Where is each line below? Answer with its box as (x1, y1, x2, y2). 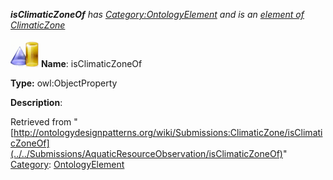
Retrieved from (10, 116, 72, 128)
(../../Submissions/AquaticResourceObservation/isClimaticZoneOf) (10, 148, 283, 159)
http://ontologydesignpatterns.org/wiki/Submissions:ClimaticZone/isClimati (13, 127, 323, 138)
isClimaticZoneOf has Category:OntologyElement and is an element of (10, 9, 305, 20)
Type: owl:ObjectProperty (10, 77, 118, 89)
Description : (10, 97, 63, 108)
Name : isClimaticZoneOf (40, 58, 143, 69)
